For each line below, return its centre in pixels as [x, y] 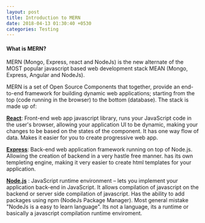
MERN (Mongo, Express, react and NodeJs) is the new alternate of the [95, 62]
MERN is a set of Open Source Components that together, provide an [93, 87]
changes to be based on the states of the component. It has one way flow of [102, 131]
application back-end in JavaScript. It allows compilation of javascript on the [102, 188]
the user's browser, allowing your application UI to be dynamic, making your [102, 125]
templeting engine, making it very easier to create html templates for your [99, 163]
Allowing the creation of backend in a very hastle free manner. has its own [100, 156]
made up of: [22, 106]
